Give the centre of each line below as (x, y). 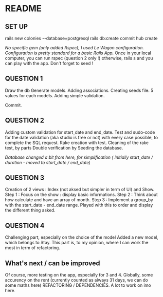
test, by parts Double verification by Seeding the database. (64, 148)
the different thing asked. (30, 210)
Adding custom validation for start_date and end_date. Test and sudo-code (80, 132)
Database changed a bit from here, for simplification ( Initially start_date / (79, 157)
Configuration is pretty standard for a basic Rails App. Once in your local (78, 53)
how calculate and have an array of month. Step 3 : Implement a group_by (79, 200)
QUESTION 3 (25, 178)
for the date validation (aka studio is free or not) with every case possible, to (81, 137)
